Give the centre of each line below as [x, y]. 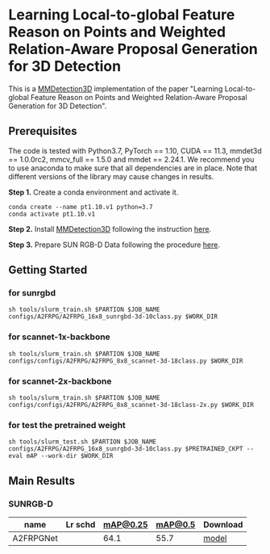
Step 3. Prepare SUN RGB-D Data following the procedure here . [114, 245]
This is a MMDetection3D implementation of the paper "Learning [116, 88]
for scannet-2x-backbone [60, 381]
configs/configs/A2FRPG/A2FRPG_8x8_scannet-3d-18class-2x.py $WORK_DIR [131, 405]
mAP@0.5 [176, 525]
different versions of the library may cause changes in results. [111, 176]
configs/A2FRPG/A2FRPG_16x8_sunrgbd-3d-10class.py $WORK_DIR [113, 317]
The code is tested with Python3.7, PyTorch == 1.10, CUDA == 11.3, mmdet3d [135, 150]
